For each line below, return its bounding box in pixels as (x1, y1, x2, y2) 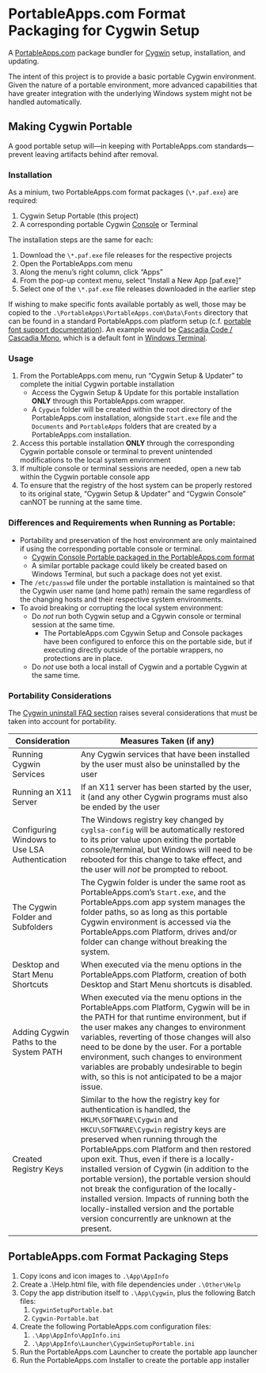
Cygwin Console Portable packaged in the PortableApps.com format (31, 552, 255, 562)
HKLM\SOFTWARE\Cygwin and (80, 1113, 178, 1125)
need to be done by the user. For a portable (80, 1041, 242, 1052)
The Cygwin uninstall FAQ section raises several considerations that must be (8, 708, 258, 717)
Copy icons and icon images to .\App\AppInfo (19, 1271, 169, 1280)
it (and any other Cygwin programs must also (80, 791, 249, 802)
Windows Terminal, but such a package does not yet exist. (31, 569, 222, 579)
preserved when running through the (80, 1133, 218, 1144)
